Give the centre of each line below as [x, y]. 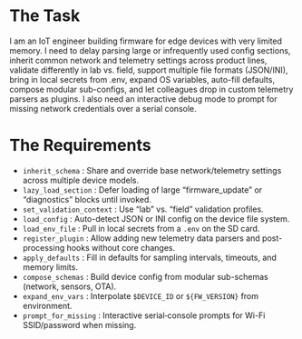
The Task [45, 16]
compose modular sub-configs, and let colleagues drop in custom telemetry [151, 89]
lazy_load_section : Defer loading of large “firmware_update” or [142, 189]
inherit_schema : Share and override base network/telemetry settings [152, 170]
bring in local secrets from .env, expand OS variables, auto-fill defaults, [142, 79]
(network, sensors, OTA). [69, 286]
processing [44, 247]
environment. [47, 305]
